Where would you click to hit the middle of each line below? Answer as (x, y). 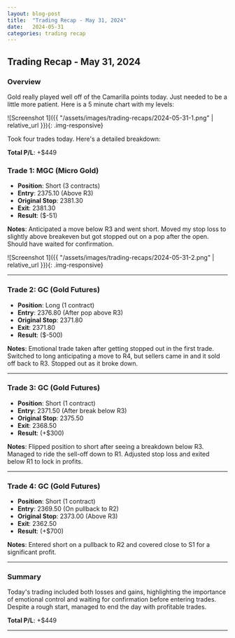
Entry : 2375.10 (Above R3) (55, 193)
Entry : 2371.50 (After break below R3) (72, 410)
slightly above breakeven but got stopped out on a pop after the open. (108, 237)
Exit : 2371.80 (36, 327)
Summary (24, 577)
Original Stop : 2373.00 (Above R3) (67, 516)
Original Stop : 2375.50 (50, 418)
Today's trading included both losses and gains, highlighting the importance (116, 592)
